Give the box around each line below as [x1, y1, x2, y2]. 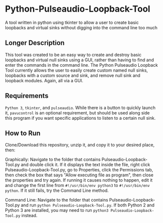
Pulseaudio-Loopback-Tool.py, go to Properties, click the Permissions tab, [5, 167, 153, 173]
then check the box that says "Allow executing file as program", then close [5, 172, 154, 178]
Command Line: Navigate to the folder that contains [5, 197, 108, 203]
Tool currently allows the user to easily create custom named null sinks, [5, 67, 148, 73]
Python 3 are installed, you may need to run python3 [5, 207, 109, 213]
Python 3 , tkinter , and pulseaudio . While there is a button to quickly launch [5, 105, 156, 111]
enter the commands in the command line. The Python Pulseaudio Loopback [5, 62, 158, 68]
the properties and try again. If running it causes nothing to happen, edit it [5, 177, 153, 183]
